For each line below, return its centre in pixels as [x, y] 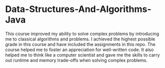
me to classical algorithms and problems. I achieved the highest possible [80, 39]
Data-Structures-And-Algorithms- [78, 9]
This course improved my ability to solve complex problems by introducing [82, 33]
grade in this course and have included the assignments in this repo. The [80, 44]
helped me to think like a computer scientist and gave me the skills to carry [82, 55]
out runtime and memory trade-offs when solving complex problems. [76, 60]
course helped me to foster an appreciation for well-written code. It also [79, 49]
